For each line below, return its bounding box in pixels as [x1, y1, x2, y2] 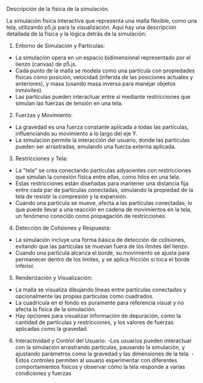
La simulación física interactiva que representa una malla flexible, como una [6, 17, 197, 24]
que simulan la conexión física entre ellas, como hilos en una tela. [15, 173, 180, 180]
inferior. [15, 262, 35, 269]
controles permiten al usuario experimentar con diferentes [30, 357, 177, 364]
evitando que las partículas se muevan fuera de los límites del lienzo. [15, 242, 189, 250]
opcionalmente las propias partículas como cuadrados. [15, 293, 154, 300]
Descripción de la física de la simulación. [6, 6, 109, 12]
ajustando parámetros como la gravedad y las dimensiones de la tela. [15, 350, 190, 357]
